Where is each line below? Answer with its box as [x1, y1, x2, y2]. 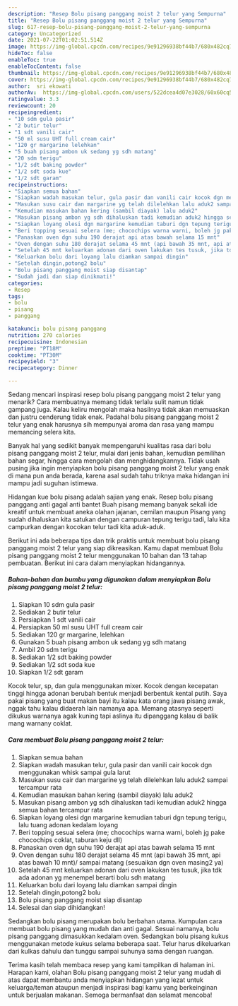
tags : [8, 292, 24, 300]
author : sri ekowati [8, 83, 72, 90]
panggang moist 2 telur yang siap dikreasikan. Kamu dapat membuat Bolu [8, 544, 223, 552]
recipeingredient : [8, 109, 62, 116]
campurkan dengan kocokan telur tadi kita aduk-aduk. [8, 523, 165, 531]
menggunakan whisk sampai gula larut [18, 768, 131, 776]
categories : [8, 280, 43, 287]
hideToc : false [8, 50, 53, 57]
